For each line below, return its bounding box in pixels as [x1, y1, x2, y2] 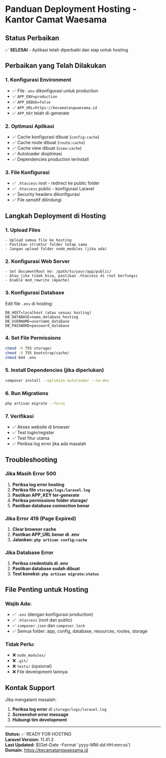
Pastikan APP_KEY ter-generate [12, 492, 80, 498]
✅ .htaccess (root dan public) [12, 617, 73, 623]
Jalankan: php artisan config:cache [12, 537, 87, 543]
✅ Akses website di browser [12, 424, 70, 430]
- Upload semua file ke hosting [5, 237, 72, 242]
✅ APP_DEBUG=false [12, 99, 51, 105]
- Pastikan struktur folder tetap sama [5, 242, 87, 247]
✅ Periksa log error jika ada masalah [12, 441, 86, 447]
